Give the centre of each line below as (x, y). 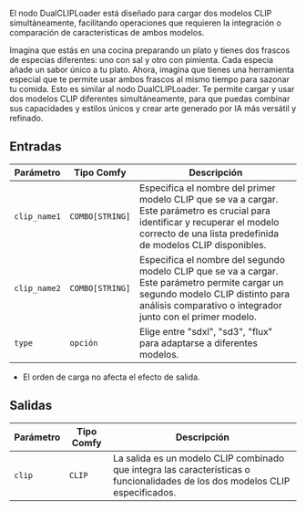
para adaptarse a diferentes (199, 343)
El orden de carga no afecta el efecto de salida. (111, 377)
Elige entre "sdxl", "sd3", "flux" (206, 331)
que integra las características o (182, 469)
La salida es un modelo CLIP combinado (199, 458)
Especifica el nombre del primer (208, 188)
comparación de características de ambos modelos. (107, 32)
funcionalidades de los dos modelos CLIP (202, 481)
